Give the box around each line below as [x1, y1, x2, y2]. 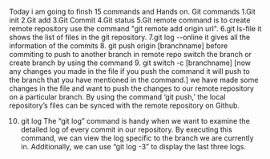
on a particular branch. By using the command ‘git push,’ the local [9, 92, 226, 101]
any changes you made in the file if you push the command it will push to [9, 67, 251, 75]
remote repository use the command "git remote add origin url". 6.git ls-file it [9, 24, 262, 33]
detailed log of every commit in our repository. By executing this [20, 124, 233, 134]
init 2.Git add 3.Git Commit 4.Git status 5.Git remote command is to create [9, 15, 251, 25]
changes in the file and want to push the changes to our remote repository [9, 84, 255, 93]
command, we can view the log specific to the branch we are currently [20, 133, 255, 143]
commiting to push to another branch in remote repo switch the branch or [9, 50, 252, 59]
